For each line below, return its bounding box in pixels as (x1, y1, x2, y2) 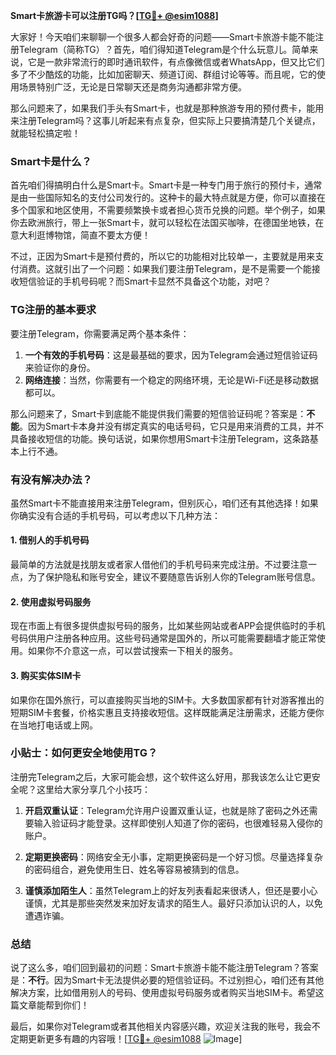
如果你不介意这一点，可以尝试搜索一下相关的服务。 (27, 645, 238, 657)
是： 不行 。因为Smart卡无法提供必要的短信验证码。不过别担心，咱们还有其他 (10, 974, 325, 986)
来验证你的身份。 (24, 361, 96, 373)
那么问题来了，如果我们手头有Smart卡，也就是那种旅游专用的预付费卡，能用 (10, 102, 325, 114)
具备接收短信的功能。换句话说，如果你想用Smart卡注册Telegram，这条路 (10, 432, 310, 444)
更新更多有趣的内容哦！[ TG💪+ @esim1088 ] (27, 1033, 243, 1045)
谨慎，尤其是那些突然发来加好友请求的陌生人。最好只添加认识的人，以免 (24, 897, 323, 909)
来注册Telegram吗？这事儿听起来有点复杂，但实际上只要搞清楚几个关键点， (10, 115, 321, 126)
